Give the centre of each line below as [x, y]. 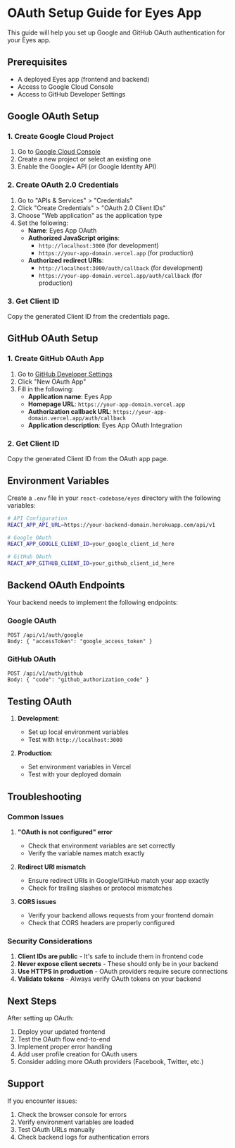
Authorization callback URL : [70, 411]
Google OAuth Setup [53, 117]
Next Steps [32, 1001]
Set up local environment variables [78, 732]
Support [26, 1084]
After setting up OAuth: [40, 1018]
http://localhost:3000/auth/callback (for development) [121, 268]
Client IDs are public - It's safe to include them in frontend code [110, 956]
